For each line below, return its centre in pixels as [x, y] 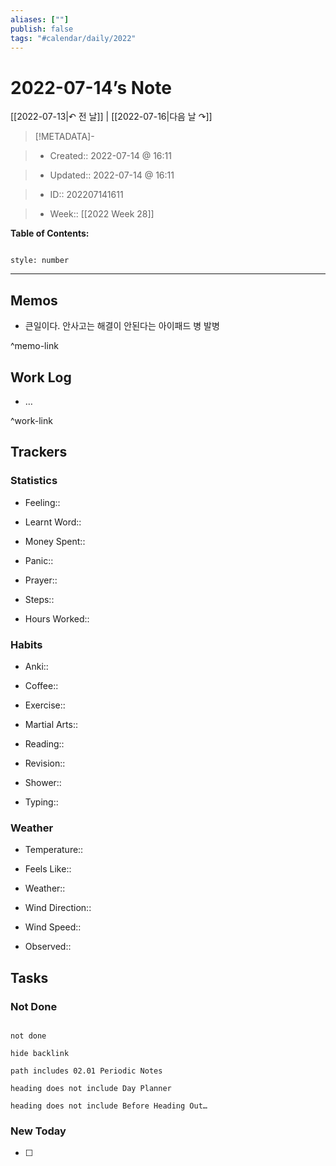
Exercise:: [45, 705]
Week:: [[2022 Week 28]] [102, 214]
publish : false [42, 29]
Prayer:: [41, 580]
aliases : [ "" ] [40, 19]
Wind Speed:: [53, 927]
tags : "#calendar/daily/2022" [73, 38]
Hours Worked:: [57, 618]
